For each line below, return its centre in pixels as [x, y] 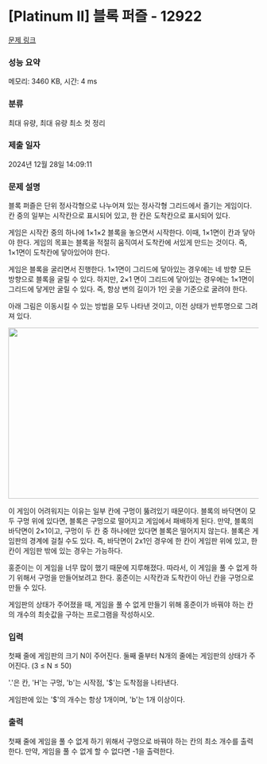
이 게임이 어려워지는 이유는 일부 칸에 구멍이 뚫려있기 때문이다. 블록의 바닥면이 [128, 511]
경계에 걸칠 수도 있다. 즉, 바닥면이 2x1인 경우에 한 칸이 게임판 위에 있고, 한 [143, 541]
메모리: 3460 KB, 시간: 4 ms [53, 81]
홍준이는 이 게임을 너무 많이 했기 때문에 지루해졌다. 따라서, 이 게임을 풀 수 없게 [129, 568]
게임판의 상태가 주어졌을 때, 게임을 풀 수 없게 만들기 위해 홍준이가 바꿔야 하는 [127, 605]
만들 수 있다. [27, 588]
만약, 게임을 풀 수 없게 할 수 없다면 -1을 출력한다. [100, 751]
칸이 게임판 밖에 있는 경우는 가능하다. [66, 551]
